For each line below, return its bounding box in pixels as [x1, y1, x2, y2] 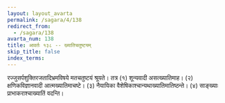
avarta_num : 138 [7, 36, 54, 43]
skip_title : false [7, 49, 60, 56]
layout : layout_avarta [7, 10, 73, 17]
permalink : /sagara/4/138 [7, 16, 82, 23]
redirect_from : [7, 23, 51, 30]
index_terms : [7, 55, 45, 62]
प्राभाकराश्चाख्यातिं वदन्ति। [7, 89, 64, 97]
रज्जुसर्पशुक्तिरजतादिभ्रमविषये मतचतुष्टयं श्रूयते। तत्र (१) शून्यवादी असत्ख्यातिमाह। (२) [7, 73, 194, 82]
